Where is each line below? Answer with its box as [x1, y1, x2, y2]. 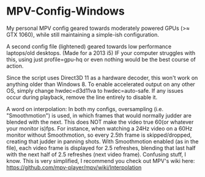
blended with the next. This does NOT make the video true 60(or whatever [6, 118, 194, 126]
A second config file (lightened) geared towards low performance [6, 43, 172, 50]
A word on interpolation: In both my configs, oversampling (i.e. [6, 105, 164, 112]
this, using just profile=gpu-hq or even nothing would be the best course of [6, 56, 196, 63]
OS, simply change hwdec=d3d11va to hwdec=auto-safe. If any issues [6, 87, 184, 94]
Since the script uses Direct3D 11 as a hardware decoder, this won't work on [6, 74, 198, 81]
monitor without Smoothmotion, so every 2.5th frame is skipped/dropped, [6, 131, 192, 139]
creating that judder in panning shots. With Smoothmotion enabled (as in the [6, 137, 199, 145]
